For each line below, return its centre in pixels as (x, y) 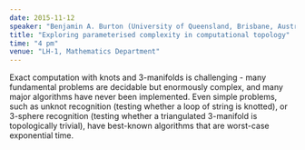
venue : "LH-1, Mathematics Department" (85, 52)
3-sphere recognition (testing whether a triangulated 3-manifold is (133, 116)
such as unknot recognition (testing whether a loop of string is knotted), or (149, 106)
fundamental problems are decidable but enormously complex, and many (147, 87)
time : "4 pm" (34, 43)
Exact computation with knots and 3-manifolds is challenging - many (138, 77)
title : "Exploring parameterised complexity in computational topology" (150, 35)
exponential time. (42, 135)
